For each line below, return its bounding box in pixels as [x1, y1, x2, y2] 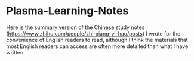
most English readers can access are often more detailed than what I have [6, 43, 189, 50]
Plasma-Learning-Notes [6, 4, 129, 18]
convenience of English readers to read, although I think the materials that [6, 36, 188, 43]
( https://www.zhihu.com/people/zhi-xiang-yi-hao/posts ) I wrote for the [6, 30, 181, 37]
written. [6, 49, 25, 56]
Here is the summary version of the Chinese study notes [6, 24, 145, 31]
